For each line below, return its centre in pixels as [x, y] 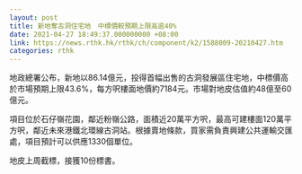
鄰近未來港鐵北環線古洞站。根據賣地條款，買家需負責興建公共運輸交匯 [163, 130]
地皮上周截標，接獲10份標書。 [65, 161]
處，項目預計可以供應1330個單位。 [73, 142]
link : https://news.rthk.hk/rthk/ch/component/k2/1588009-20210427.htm [146, 43]
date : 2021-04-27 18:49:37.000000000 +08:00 [94, 34]
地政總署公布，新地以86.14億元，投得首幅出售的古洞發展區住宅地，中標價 [145, 78]
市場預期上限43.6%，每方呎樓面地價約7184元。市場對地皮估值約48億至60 [154, 89]
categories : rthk [42, 51]
